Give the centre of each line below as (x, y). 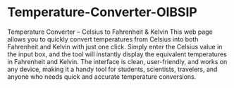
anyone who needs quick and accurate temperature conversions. (102, 76)
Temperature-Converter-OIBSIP (102, 12)
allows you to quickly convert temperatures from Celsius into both (103, 39)
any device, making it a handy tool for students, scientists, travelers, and (112, 69)
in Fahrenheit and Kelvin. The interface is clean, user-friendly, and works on (117, 61)
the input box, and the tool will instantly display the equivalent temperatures (117, 54)
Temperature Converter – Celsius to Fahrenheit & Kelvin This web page (110, 32)
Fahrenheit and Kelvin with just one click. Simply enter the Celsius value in (115, 46)
